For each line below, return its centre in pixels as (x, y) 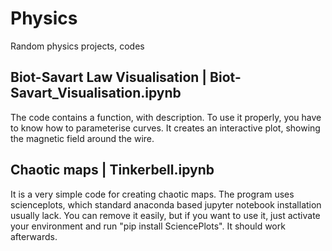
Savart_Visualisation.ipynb (96, 93)
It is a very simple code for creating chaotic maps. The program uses (152, 194)
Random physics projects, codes (77, 46)
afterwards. (34, 236)
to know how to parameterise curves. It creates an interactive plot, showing (165, 128)
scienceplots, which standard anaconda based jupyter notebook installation (166, 204)
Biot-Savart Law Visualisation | (109, 77)
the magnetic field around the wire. (82, 138)
